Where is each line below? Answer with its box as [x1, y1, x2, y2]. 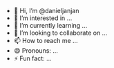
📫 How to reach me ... [13, 37, 78, 44]
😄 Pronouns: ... [13, 46, 59, 55]
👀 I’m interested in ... [13, 14, 73, 22]
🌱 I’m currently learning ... [13, 22, 88, 29]
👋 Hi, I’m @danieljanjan [13, 7, 79, 15]
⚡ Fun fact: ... [13, 54, 52, 62]
